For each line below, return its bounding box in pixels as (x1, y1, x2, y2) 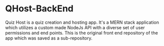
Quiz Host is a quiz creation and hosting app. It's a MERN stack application (5, 19, 159, 25)
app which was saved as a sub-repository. (5, 35, 92, 41)
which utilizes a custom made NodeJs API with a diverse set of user (5, 24, 145, 30)
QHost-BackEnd (5, 3, 73, 14)
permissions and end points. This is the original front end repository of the (5, 30, 158, 36)
